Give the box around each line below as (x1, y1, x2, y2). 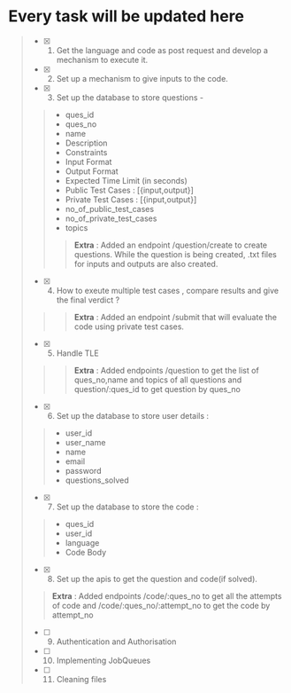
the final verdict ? (56, 295, 120, 305)
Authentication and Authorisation (56, 636, 177, 647)
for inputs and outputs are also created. (73, 258, 218, 269)
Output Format (65, 166, 119, 177)
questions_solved (65, 475, 129, 485)
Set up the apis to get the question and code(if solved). (56, 573, 258, 584)
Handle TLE (56, 348, 99, 358)
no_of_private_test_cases (65, 213, 157, 224)
